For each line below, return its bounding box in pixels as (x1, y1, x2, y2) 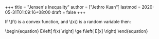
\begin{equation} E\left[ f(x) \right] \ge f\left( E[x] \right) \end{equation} (5, 28, 148, 34)
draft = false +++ (52, 9, 86, 15)
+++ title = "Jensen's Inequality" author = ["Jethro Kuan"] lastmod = (5, 4, 141, 10)
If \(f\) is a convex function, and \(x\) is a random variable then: (5, 19, 131, 24)
